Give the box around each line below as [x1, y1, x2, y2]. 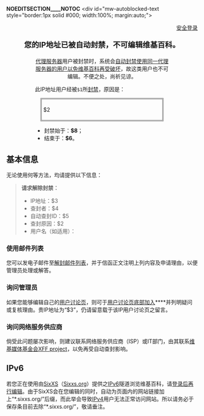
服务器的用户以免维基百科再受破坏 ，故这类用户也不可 [35, 65, 169, 72]
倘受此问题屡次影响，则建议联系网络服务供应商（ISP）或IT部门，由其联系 [6, 337, 190, 345]
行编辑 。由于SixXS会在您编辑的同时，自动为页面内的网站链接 [6, 387, 160, 395]
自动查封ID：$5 [30, 213, 69, 219]
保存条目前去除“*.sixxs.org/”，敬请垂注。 [6, 403, 109, 410]
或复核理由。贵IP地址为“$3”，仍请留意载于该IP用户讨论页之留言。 [6, 306, 171, 313]
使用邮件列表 [6, 244, 44, 253]
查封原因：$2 [30, 220, 64, 227]
